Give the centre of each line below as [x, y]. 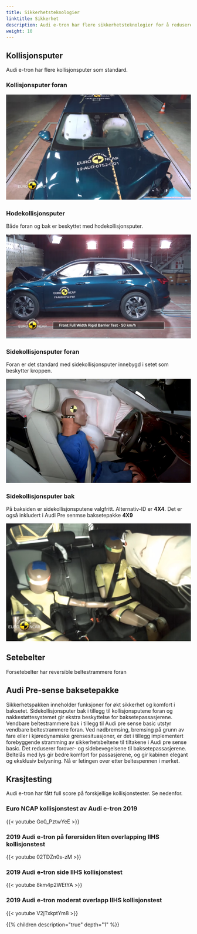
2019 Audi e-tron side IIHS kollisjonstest [64, 872]
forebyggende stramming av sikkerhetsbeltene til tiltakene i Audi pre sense [96, 742]
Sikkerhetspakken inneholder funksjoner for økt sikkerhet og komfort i [91, 704]
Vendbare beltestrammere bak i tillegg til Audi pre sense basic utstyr [89, 723]
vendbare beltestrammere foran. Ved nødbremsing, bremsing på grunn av [95, 729]
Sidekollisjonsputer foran [43, 351]
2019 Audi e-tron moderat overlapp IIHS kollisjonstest [84, 900]
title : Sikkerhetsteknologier [43, 12]
